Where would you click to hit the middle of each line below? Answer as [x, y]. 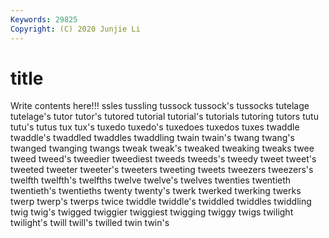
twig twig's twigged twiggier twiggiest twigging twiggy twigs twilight [152, 212]
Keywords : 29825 [44, 19]
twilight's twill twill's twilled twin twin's [90, 223]
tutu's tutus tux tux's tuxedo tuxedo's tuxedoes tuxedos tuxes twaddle [155, 127]
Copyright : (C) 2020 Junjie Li [75, 29]
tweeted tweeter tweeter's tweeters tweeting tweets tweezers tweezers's [162, 170]
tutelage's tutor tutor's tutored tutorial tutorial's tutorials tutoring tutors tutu [164, 117]
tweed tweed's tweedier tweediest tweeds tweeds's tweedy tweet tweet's [163, 159]
